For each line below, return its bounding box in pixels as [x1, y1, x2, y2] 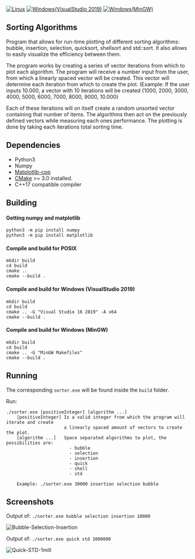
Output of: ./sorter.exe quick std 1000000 [6, 535, 112, 543]
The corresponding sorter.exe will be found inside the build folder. [6, 386, 169, 393]
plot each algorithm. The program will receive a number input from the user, [6, 68, 190, 75]
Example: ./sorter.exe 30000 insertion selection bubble [16, 481, 159, 487]
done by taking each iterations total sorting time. [6, 123, 123, 130]
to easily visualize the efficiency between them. [6, 50, 122, 58]
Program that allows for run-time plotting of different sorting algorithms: [6, 38, 180, 45]
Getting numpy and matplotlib [6, 214, 80, 221]
